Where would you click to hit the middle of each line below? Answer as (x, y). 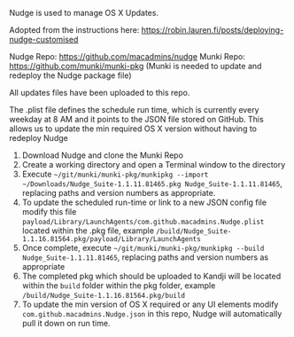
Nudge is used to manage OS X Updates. (84, 13)
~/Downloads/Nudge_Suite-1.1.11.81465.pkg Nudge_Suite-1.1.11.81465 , (152, 184)
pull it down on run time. (66, 323)
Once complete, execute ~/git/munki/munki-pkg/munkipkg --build (143, 248)
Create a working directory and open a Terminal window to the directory (154, 165)
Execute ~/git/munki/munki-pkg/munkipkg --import (115, 174)
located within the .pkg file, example (88, 231)
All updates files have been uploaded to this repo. (100, 93)
